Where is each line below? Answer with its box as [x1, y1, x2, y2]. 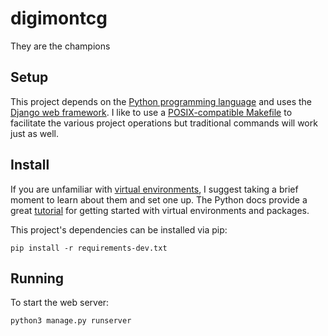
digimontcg [10, 7, 108, 30]
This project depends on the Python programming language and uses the [10, 95, 312, 107]
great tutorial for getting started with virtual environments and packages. [10, 204, 310, 216]
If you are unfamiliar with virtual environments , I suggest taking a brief [10, 183, 299, 195]
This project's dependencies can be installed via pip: [10, 223, 228, 236]
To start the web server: [10, 297, 110, 309]
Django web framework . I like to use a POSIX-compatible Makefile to [10, 106, 293, 118]
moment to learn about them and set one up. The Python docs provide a [10, 193, 308, 206]
